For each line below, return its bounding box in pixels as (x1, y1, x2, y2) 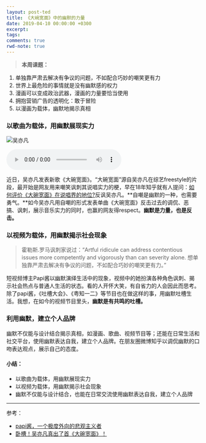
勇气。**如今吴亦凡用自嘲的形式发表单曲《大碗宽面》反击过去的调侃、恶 (6, 199, 189, 206)
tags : (6, 32, 20, 38)
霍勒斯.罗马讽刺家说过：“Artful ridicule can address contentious (21, 246, 183, 254)
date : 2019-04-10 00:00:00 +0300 (6, 20, 92, 26)
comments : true (6, 37, 45, 44)
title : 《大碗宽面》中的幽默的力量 (6, 15, 85, 21)
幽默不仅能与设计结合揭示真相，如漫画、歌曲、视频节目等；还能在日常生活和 (6, 329, 200, 337)
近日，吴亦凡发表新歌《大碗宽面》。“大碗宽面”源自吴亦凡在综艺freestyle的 (6, 176, 192, 183)
